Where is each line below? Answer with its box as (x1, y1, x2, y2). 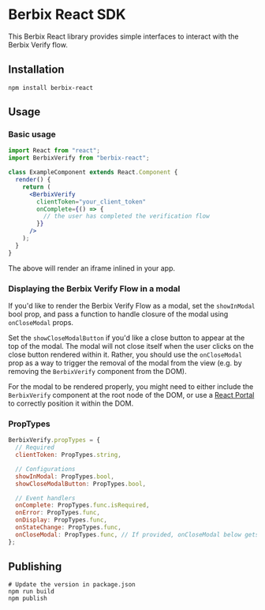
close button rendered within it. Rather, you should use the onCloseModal (8, 350, 243, 359)
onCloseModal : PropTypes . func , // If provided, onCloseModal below (15, 530, 242, 538)
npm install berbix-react (8, 84, 93, 92)
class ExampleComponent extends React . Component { (8, 168, 178, 177)
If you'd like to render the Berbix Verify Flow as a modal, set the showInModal (8, 301, 256, 310)
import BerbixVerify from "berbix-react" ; (8, 154, 150, 163)
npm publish (8, 594, 47, 603)
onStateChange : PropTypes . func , (15, 523, 122, 532)
